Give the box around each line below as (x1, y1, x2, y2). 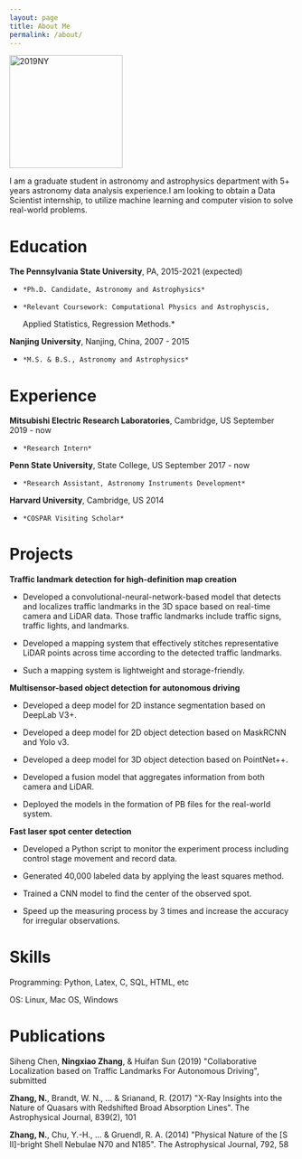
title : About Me (9, 22, 71, 31)
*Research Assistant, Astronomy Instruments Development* (22, 479, 246, 488)
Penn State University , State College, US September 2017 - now (9, 460, 250, 471)
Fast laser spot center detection (9, 826, 132, 837)
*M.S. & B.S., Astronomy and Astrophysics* (22, 355, 190, 364)
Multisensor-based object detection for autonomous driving (9, 683, 241, 693)
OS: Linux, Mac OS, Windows (9, 994, 119, 1005)
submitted (9, 1075, 47, 1086)
